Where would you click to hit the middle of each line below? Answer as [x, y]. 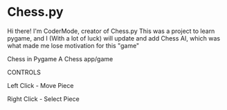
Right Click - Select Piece [43, 99]
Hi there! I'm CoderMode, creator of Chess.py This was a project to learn [111, 31]
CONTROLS [24, 72]
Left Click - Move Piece [40, 85]
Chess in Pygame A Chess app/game [60, 58]
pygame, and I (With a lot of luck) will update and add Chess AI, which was [113, 38]
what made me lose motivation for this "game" [73, 45]
